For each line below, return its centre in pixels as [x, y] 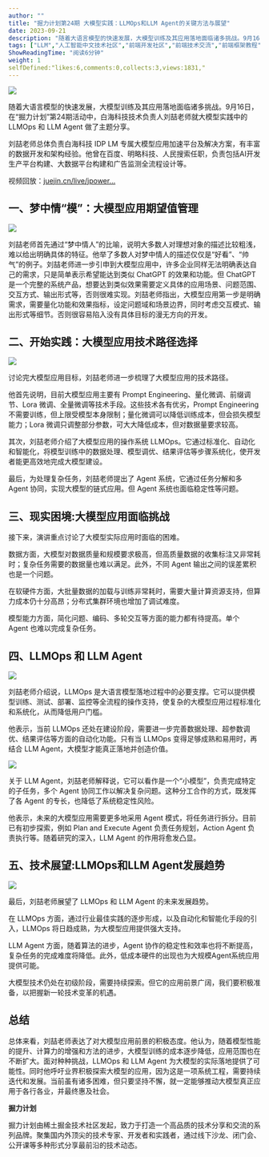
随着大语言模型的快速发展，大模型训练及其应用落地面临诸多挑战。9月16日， [133, 106]
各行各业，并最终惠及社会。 [68, 1091]
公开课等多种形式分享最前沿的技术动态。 [75, 1145]
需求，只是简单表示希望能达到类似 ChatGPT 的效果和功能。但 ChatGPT [139, 274]
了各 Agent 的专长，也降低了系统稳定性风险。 [83, 801]
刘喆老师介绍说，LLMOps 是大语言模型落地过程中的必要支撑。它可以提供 [128, 692]
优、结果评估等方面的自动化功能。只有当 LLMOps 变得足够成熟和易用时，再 [133, 739]
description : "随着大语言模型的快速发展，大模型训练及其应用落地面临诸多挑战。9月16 [134, 38]
